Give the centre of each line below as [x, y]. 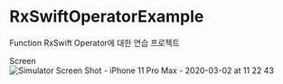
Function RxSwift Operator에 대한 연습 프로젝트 [95, 42]
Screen [23, 61]
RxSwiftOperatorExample [107, 17]
